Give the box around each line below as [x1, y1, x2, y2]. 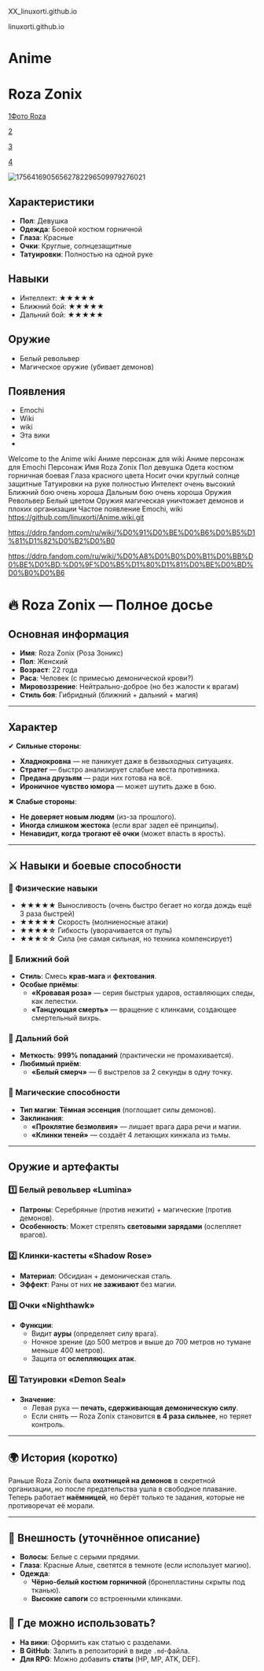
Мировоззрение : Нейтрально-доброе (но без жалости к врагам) [19, 682, 240, 692]
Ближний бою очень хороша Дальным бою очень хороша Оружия [8, 488, 232, 497]
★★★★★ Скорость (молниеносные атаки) [19, 917, 169, 927]
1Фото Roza [8, 112, 46, 121]
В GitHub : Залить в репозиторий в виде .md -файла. [19, 1646, 190, 1655]
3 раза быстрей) [19, 909, 75, 918]
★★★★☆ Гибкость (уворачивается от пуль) [19, 925, 173, 935]
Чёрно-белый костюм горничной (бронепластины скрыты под [31, 1577, 246, 1586]
